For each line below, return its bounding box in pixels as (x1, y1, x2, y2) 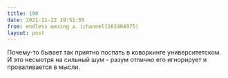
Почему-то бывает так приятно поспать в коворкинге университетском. (7, 48, 222, 57)
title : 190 (7, 10, 39, 17)
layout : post (7, 29, 45, 37)
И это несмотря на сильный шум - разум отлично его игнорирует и (7, 56, 207, 64)
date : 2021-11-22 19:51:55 (7, 17, 85, 23)
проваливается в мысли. (7, 63, 81, 71)
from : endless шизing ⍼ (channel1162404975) (7, 23, 139, 30)
